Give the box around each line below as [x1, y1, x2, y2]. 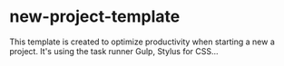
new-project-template [9, 6, 181, 27]
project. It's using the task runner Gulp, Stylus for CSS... [9, 45, 220, 56]
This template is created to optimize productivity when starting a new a [9, 36, 275, 47]
